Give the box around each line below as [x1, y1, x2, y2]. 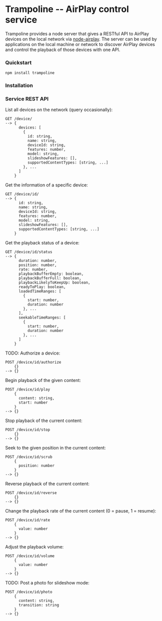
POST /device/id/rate [5, 517, 50, 523]
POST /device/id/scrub [5, 454, 52, 459]
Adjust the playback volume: [5, 544, 64, 550]
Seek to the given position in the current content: [5, 445, 106, 451]
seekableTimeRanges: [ [18, 315, 66, 320]
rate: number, [18, 267, 48, 272]
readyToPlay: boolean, [18, 284, 66, 289]
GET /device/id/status [5, 249, 52, 254]
